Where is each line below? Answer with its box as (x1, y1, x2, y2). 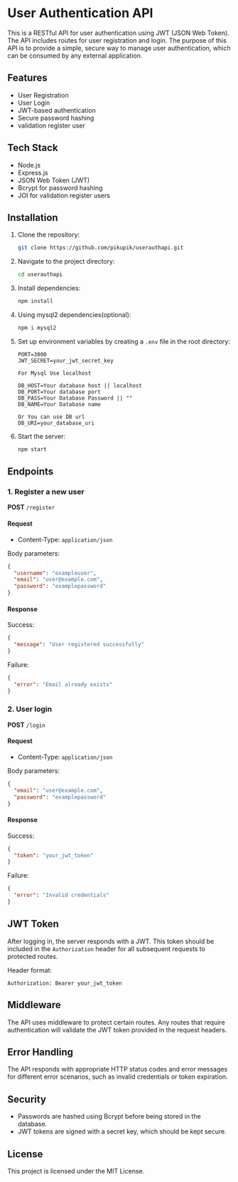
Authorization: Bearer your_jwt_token (7, 980, 122, 987)
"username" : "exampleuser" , (13, 569, 97, 576)
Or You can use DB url (17, 413, 85, 420)
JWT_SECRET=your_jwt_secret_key (17, 357, 114, 364)
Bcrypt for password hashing (17, 183, 103, 192)
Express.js (17, 168, 48, 177)
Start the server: (17, 432, 66, 440)
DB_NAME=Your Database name (17, 400, 101, 408)
